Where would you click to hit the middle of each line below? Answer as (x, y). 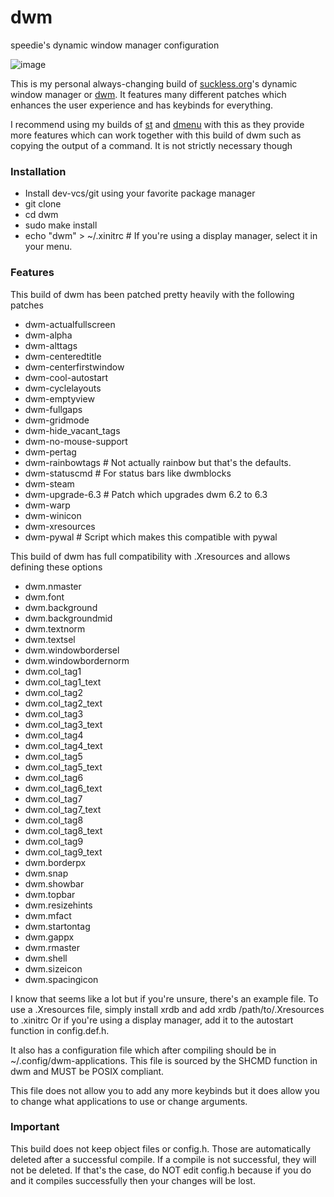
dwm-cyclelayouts (63, 388)
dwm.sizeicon (53, 968)
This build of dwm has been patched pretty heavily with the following (152, 294)
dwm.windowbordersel (72, 650)
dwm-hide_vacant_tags (72, 430)
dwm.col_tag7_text (63, 809)
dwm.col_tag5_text (63, 767)
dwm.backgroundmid (68, 618)
